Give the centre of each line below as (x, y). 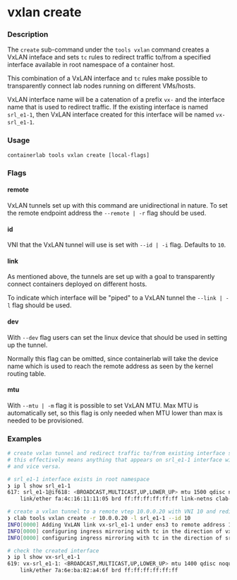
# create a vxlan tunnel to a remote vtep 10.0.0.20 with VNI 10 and (112, 512)
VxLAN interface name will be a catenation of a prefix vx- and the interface (116, 100)
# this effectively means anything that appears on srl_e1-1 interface (115, 460)
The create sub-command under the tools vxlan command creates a (108, 49)
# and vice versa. (34, 466)
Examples (25, 439)
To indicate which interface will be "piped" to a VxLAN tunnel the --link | (115, 298)
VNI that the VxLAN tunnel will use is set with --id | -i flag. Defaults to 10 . (117, 245)
